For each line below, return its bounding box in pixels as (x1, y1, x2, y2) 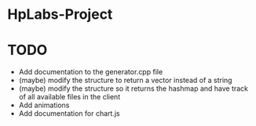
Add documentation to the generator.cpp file (18, 67, 163, 77)
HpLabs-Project (7, 5, 113, 23)
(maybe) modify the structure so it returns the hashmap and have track (18, 84, 249, 93)
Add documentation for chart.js (18, 109, 120, 118)
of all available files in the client (18, 92, 121, 102)
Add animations (18, 100, 70, 110)
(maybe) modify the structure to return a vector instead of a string (18, 76, 232, 85)
